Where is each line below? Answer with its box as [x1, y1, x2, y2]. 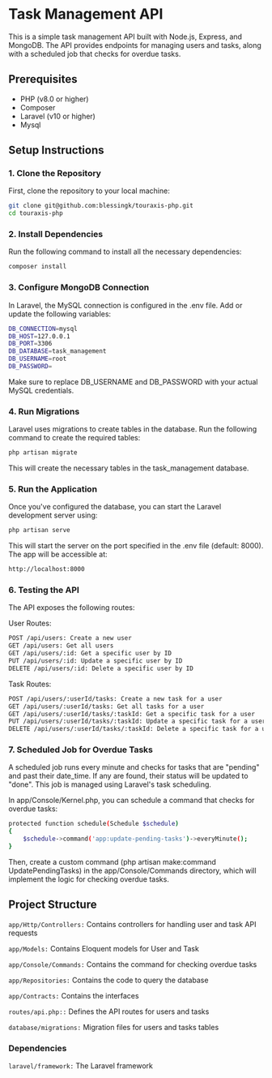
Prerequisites [8, 72, 78, 86]
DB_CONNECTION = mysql [8, 324, 79, 333]
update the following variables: [8, 309, 112, 319]
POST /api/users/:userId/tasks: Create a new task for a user [8, 694, 223, 702]
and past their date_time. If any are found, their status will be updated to [8, 771, 249, 781]
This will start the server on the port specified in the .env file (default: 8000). [8, 541, 264, 551]
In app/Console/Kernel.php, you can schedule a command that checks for [8, 796, 255, 805]
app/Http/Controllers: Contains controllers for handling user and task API [8, 919, 257, 929]
